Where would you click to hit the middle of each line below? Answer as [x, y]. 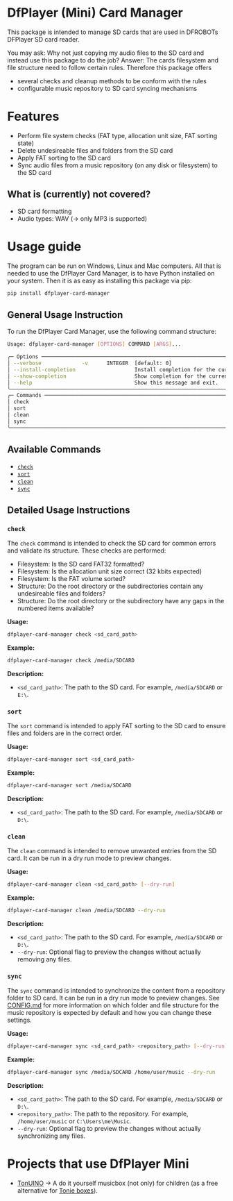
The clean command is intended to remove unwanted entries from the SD [112, 851]
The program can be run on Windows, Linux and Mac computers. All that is [114, 266]
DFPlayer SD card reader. [43, 39]
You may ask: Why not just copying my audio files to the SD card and [106, 53]
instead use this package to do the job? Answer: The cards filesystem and [113, 60]
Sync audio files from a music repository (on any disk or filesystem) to [118, 165]
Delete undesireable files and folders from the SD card [95, 150]
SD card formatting [44, 211]
